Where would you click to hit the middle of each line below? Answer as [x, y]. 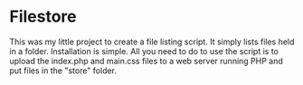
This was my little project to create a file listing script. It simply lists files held [152, 42]
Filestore [43, 17]
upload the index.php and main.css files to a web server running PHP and [146, 61]
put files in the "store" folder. [63, 71]
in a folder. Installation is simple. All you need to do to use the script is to [144, 51]
